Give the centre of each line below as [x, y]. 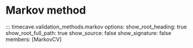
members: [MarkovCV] [34, 39]
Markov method [46, 10]
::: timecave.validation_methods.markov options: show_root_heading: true [96, 27]
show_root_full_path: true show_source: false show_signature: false [88, 33]
